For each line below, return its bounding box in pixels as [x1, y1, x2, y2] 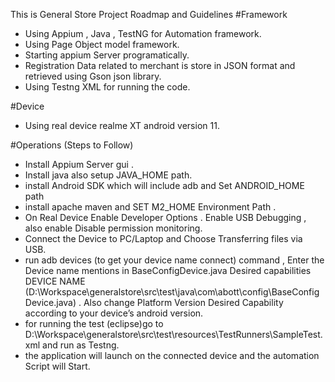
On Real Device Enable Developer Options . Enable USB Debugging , [24, 212, 307, 223]
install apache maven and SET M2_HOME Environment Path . [24, 201, 277, 213]
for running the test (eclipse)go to [24, 318, 164, 329]
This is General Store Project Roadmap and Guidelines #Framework [10, 9, 288, 20]
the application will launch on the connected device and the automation [24, 350, 320, 361]
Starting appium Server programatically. [24, 49, 190, 61]
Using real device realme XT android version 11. [24, 120, 220, 131]
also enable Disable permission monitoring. [24, 222, 203, 234]
